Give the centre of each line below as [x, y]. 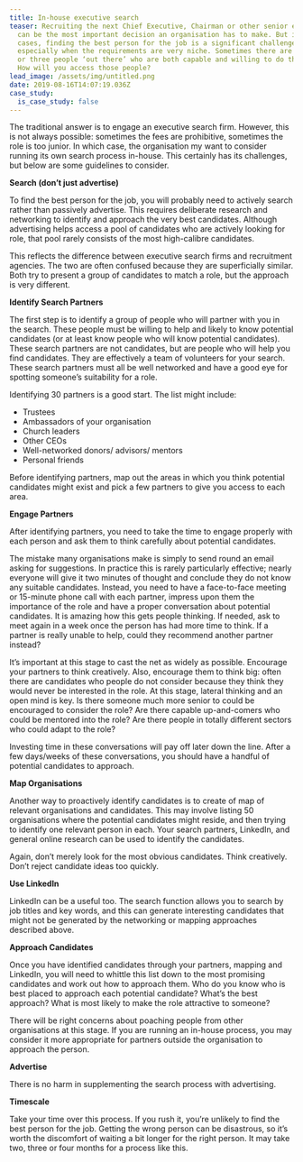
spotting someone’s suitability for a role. [83, 377]
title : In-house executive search [74, 18]
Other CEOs [45, 441]
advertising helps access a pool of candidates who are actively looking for [147, 229]
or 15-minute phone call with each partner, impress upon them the [132, 597]
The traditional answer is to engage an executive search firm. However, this [149, 127]
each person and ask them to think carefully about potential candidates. [143, 541]
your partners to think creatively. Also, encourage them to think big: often [146, 672]
